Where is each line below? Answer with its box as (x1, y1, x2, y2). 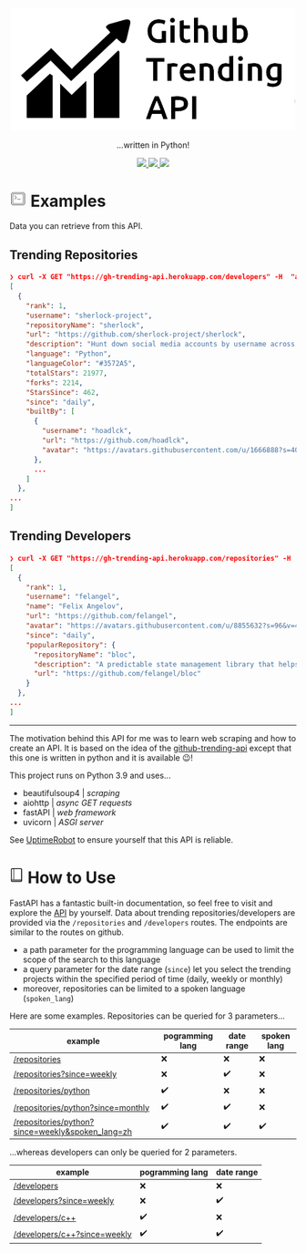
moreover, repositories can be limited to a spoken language (22, 983, 246, 994)
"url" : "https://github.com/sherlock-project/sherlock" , (25, 330, 247, 339)
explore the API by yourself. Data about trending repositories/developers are (9, 906, 296, 918)
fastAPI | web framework (22, 806, 117, 818)
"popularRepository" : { (25, 640, 117, 649)
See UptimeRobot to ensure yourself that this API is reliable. (9, 834, 234, 845)
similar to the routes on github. (9, 927, 125, 937)
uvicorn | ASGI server (22, 816, 104, 827)
